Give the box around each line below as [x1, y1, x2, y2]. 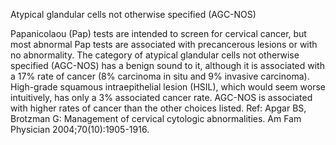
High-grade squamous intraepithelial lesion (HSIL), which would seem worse [10, 81, 326, 93]
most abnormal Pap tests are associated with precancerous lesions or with [10, 39, 318, 50]
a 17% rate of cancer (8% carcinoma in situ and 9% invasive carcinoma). [10, 70, 310, 82]
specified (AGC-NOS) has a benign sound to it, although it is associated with [10, 60, 325, 71]
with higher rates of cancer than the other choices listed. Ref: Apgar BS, [10, 102, 307, 114]
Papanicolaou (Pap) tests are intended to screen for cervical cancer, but [10, 28, 307, 39]
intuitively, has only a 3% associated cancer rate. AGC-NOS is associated [10, 92, 313, 103]
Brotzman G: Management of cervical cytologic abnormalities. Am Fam [10, 113, 302, 124]
